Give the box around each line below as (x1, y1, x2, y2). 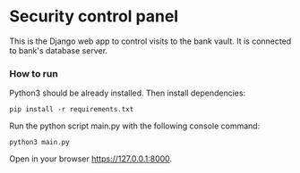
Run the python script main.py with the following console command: (9, 120, 261, 131)
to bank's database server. (9, 45, 108, 55)
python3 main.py (9, 138, 70, 147)
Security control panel (9, 6, 179, 27)
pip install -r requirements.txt (9, 105, 134, 114)
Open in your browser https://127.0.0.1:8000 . (9, 153, 173, 164)
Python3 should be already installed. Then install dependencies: (9, 87, 246, 99)
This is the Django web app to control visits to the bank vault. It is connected (9, 36, 292, 46)
